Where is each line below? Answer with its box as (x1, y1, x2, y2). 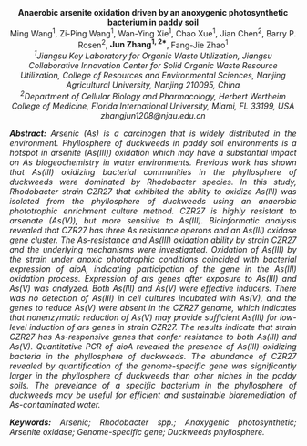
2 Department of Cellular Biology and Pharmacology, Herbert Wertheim (19, 88, 287, 101)
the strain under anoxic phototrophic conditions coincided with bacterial (9, 254, 297, 264)
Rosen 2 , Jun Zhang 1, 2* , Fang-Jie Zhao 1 (77, 37, 229, 50)
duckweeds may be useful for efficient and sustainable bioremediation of (9, 389, 297, 400)
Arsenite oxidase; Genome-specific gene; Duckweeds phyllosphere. (9, 426, 265, 437)
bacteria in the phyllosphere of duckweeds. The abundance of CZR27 (9, 350, 297, 361)
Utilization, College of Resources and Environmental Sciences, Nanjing (20, 69, 286, 80)
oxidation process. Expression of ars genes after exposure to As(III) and (9, 273, 297, 284)
